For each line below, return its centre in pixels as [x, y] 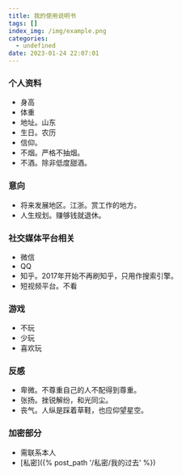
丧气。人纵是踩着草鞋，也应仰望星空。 [84, 410]
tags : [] [23, 23]
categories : [28, 38]
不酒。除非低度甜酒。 [55, 163]
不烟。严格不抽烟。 [52, 153]
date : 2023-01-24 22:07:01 [54, 53]
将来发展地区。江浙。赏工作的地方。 [80, 205]
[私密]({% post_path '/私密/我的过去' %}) [88, 462]
